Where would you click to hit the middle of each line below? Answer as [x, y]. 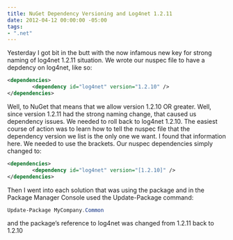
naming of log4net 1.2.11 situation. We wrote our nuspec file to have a [106, 61]
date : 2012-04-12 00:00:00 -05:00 [57, 20]
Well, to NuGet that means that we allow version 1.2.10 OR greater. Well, [110, 106]
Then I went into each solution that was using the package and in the [106, 190]
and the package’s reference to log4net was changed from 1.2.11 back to [111, 223]
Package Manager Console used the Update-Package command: [101, 197]
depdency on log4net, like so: [50, 67]
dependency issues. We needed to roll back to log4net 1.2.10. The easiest [112, 121]
